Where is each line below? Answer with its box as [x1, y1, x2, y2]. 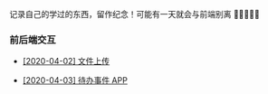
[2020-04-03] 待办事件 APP [22, 75, 129, 86]
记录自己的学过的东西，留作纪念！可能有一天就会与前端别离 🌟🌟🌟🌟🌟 [9, 9, 260, 19]
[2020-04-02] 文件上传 [22, 56, 110, 67]
